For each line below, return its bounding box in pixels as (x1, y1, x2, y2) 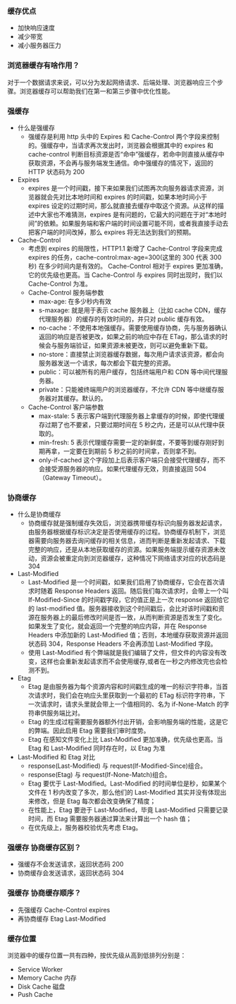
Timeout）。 (71, 473, 106, 482)
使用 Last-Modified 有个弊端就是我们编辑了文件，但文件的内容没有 (27, 649, 221, 657)
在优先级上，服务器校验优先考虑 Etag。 (27, 824, 142, 832)
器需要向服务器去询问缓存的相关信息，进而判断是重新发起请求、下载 (27, 537, 226, 545)
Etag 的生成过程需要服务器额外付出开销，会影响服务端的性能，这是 (27, 718, 223, 726)
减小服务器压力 (17, 41, 61, 50)
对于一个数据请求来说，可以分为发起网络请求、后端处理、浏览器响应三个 (7, 78, 217, 86)
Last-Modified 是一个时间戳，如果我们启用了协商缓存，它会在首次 (27, 578, 219, 587)
